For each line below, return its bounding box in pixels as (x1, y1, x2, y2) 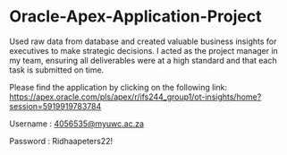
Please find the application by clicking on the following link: (9, 82, 228, 92)
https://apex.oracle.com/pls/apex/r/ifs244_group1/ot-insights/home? (9, 91, 262, 102)
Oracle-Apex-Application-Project (9, 6, 262, 27)
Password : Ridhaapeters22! (9, 135, 114, 146)
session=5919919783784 (9, 100, 102, 111)
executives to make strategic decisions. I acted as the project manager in (9, 45, 279, 56)
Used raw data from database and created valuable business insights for (9, 36, 277, 47)
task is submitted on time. (9, 65, 105, 75)
